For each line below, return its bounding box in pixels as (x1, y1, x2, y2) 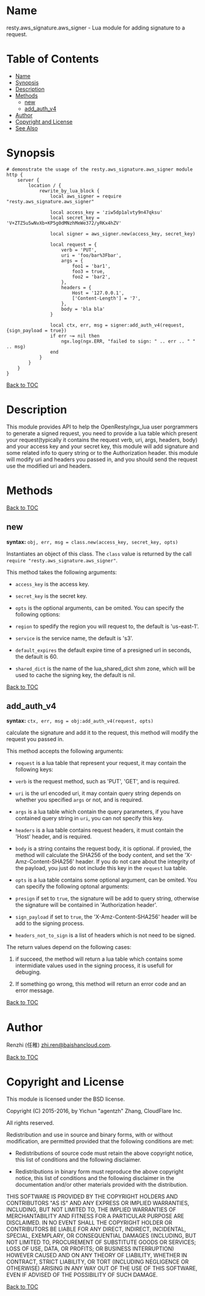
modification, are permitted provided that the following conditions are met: (6, 1138, 194, 1145)
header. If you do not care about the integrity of (75, 858, 196, 866)
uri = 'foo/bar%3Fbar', (61, 252, 122, 258)
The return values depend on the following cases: (6, 944, 132, 951)
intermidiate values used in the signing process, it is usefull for (15, 962, 173, 969)
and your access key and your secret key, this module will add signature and (6, 443, 199, 450)
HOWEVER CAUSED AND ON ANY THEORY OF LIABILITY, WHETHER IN (6, 1252, 188, 1259)
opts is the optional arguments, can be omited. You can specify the (15, 604, 184, 611)
